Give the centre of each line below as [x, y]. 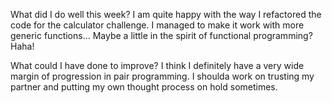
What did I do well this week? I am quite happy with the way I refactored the [166, 14]
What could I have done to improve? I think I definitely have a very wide [157, 65]
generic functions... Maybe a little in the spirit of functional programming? [161, 35]
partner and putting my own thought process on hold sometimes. [144, 87]
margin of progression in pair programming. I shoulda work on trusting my [162, 76]
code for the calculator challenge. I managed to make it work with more [157, 25]
